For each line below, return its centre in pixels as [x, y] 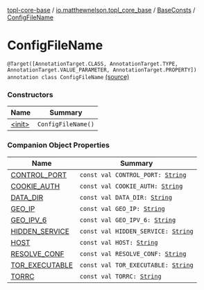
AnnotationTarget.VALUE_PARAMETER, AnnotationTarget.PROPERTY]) [102, 70]
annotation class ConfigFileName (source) [68, 76]
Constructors [30, 94]
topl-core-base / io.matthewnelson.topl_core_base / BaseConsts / [101, 10]
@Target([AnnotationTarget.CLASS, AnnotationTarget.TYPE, [93, 64]
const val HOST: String [119, 242]
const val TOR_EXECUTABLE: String [137, 265]
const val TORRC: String [120, 276]
